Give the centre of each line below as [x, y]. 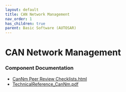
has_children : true [25, 23]
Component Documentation [39, 68]
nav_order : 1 [19, 19]
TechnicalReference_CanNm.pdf [45, 84]
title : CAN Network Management [37, 14]
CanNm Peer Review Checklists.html [50, 79]
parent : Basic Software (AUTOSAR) [41, 28]
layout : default [22, 10]
